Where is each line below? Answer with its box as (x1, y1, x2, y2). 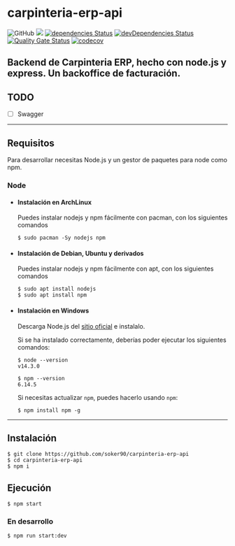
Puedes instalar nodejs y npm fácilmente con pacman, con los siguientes (17, 213, 228, 222)
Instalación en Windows (17, 306, 90, 315)
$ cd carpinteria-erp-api (7, 457, 83, 464)
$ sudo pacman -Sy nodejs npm (17, 234, 106, 242)
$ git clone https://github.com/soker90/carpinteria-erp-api (7, 451, 190, 458)
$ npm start (7, 501, 42, 508)
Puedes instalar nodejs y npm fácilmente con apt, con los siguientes (17, 264, 214, 273)
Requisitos (7, 137, 55, 149)
